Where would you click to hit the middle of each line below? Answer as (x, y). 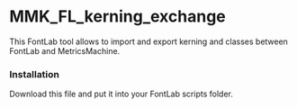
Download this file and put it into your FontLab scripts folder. (121, 94)
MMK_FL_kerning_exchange (118, 17)
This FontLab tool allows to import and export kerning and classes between (148, 41)
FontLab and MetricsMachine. (65, 50)
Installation (35, 74)
